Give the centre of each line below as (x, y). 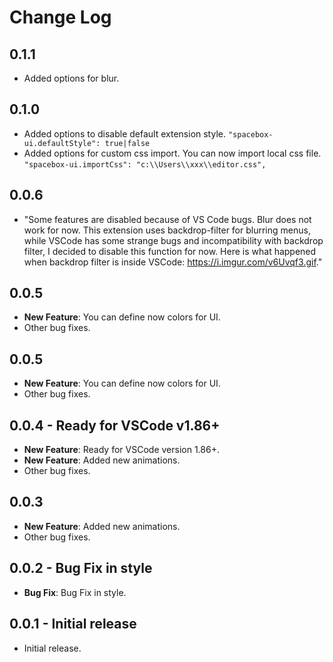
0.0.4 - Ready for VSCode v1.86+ (115, 425)
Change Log (60, 17)
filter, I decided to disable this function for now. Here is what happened (170, 251)
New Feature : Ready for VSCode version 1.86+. (121, 450)
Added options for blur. (71, 78)
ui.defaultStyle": (62, 143)
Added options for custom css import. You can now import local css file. (172, 153)
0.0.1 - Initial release (73, 624)
